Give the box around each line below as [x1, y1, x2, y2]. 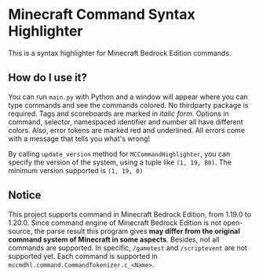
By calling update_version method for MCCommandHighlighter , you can [8, 149, 231, 158]
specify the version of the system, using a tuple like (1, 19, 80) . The [8, 157, 232, 167]
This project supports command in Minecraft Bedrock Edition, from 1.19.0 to [8, 209, 252, 219]
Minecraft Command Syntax [8, 6, 195, 24]
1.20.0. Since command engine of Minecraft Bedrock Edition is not [8, 218, 222, 227]
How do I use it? [8, 71, 88, 84]
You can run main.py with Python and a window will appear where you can [8, 92, 249, 102]
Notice [8, 189, 42, 202]
